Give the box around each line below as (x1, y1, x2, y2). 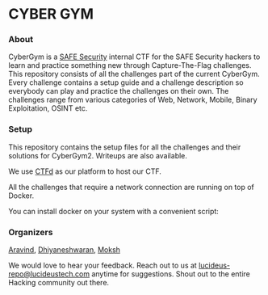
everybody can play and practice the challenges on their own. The (8, 86, 229, 96)
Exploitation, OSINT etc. (8, 103, 88, 113)
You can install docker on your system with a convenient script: (8, 206, 220, 216)
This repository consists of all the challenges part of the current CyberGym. (8, 70, 260, 79)
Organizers (8, 226, 53, 238)
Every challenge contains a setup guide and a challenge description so (8, 78, 244, 87)
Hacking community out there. (8, 278, 110, 288)
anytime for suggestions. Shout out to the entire (91, 269, 250, 279)
